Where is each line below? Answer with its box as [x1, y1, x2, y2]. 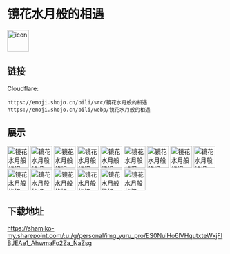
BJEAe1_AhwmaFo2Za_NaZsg [7, 239, 92, 247]
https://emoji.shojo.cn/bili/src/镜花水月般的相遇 [7, 99, 148, 106]
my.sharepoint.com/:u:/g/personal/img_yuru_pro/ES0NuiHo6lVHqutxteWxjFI [7, 232, 223, 240]
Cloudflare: [7, 84, 39, 92]
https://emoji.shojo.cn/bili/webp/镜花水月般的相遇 [7, 106, 151, 113]
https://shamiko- [7, 224, 55, 233]
